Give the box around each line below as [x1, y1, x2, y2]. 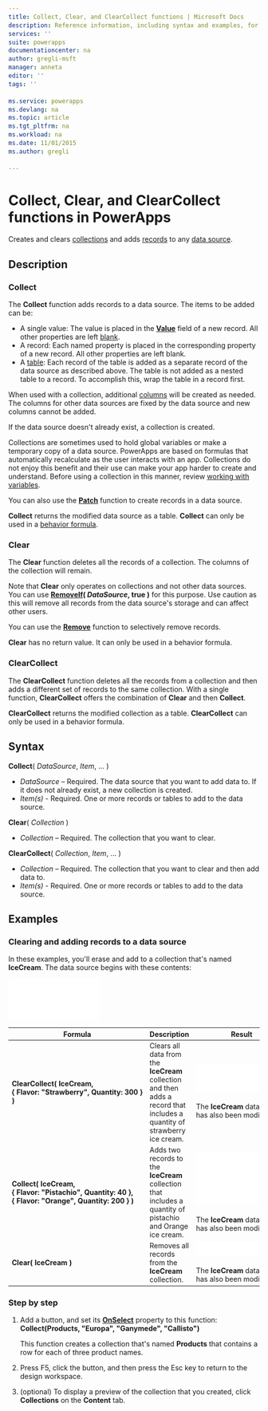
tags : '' [8, 80, 37, 88]
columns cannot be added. [8, 407, 97, 416]
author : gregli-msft [8, 55, 77, 63]
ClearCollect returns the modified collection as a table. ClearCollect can [8, 708, 248, 718]
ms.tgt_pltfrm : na [8, 122, 69, 131]
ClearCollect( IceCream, [11, 1079, 94, 1089]
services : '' [8, 30, 52, 37]
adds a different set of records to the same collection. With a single [8, 684, 230, 694]
